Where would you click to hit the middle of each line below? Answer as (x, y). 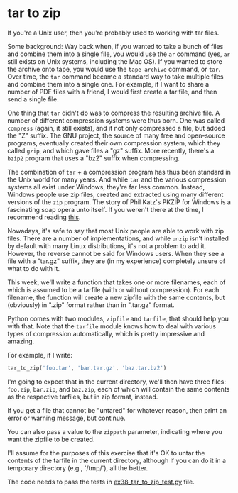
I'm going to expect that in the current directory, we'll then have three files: (117, 382)
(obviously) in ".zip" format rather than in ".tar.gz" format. (91, 305)
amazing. (21, 341)
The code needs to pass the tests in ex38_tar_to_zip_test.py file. (101, 482)
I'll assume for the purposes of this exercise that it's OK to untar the (106, 453)
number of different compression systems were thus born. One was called (116, 120)
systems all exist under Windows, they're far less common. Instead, (106, 187)
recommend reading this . (44, 217)
